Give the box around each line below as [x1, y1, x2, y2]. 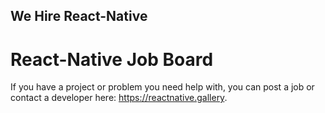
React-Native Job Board [10, 48, 214, 71]
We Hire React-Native [10, 8, 148, 25]
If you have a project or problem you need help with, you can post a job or [10, 81, 315, 93]
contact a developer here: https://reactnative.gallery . [10, 92, 228, 104]
